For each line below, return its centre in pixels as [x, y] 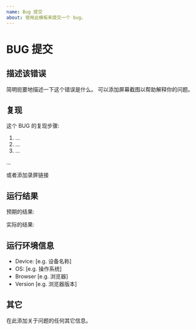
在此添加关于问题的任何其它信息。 [49, 320]
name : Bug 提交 [24, 12]
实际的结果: [21, 225]
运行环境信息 [30, 246]
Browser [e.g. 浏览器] [41, 276]
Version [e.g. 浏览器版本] [46, 284]
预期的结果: [21, 212]
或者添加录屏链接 [28, 175]
